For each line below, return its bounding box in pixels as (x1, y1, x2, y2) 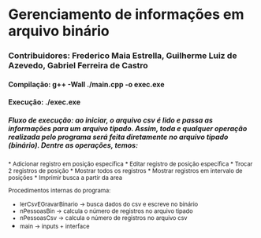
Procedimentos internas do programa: (8, 186, 111, 194)
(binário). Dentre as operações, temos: (8, 140, 139, 150)
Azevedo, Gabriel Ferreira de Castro (8, 60, 148, 71)
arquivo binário (8, 22, 110, 40)
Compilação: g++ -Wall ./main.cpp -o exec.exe (8, 79, 165, 89)
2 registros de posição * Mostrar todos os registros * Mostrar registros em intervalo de (8, 167, 243, 175)
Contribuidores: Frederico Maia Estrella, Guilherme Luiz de (8, 50, 237, 61)
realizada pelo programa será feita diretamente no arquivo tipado (8, 132, 229, 141)
